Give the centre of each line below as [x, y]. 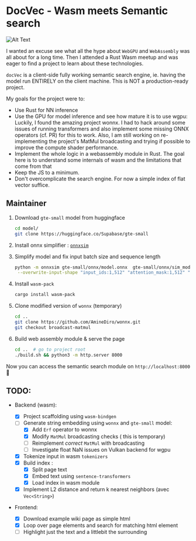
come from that [33, 166]
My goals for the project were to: [45, 99]
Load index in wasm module [66, 482]
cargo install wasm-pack [45, 295]
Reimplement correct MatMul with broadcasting [88, 443]
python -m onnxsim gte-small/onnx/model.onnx [71, 267]
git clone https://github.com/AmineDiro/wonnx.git [78, 322]
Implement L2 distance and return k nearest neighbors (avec [96, 489]
